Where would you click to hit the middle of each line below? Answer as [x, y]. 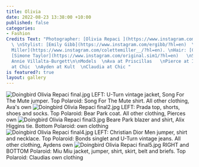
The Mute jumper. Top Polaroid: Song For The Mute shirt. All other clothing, [98, 101]
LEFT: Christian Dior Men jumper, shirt [141, 132]
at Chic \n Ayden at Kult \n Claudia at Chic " [71, 67]
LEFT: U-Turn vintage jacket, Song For [138, 95]
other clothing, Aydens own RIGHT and [98, 145]
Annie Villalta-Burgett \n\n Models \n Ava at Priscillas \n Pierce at [100, 61]
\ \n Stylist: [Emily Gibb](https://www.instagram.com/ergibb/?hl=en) [99, 45]
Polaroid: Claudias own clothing [45, 158]
